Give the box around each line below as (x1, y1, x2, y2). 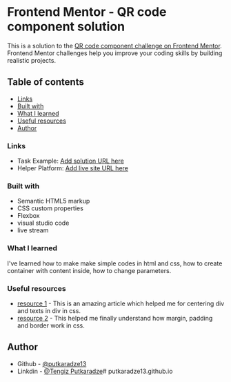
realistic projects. (7, 56, 57, 64)
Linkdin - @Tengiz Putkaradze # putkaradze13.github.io (17, 367, 173, 375)
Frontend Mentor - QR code (7, 4, 167, 20)
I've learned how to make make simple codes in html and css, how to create (7, 259, 223, 268)
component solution (7, 19, 125, 34)
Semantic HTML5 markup (17, 197, 90, 205)
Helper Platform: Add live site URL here (17, 164, 129, 172)
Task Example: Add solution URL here (17, 157, 124, 165)
